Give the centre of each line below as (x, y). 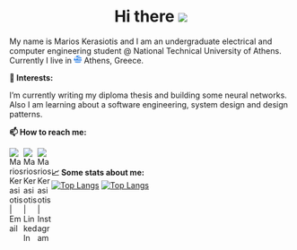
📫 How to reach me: (48, 132)
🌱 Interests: (31, 77)
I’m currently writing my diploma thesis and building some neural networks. (148, 95)
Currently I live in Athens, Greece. (77, 60)
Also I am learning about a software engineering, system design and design (149, 104)
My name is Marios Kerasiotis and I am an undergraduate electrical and (141, 41)
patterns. (26, 114)
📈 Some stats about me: (98, 172)
